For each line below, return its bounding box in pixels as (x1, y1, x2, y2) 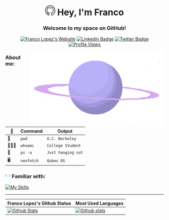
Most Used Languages (75, 200, 124, 206)
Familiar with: (12, 173, 46, 180)
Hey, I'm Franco (57, 7, 124, 18)
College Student (47, 143, 81, 148)
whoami (20, 143, 34, 148)
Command (20, 128, 43, 134)
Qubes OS (47, 158, 65, 163)
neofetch (20, 158, 39, 163)
